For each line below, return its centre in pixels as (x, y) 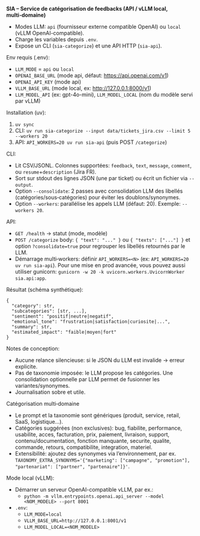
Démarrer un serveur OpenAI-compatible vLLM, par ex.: (84, 489)
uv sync (24, 125)
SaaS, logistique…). (39, 422)
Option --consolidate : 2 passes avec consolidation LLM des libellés (99, 191)
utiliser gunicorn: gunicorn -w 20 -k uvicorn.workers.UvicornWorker (100, 272)
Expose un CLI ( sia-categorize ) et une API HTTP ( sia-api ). (88, 46)
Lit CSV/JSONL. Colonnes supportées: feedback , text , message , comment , (103, 165)
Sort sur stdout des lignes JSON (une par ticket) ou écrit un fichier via (101, 178)
